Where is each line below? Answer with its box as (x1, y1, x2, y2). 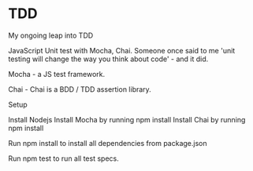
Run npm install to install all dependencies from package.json (8, 138, 207, 147)
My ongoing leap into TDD (8, 31, 94, 40)
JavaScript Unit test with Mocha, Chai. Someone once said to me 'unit (8, 45, 236, 55)
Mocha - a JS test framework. (8, 69, 106, 78)
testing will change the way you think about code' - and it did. (8, 54, 209, 64)
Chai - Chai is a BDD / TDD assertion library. (8, 84, 151, 94)
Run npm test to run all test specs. (8, 154, 120, 163)
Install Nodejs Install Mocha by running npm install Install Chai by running (8, 115, 246, 124)
